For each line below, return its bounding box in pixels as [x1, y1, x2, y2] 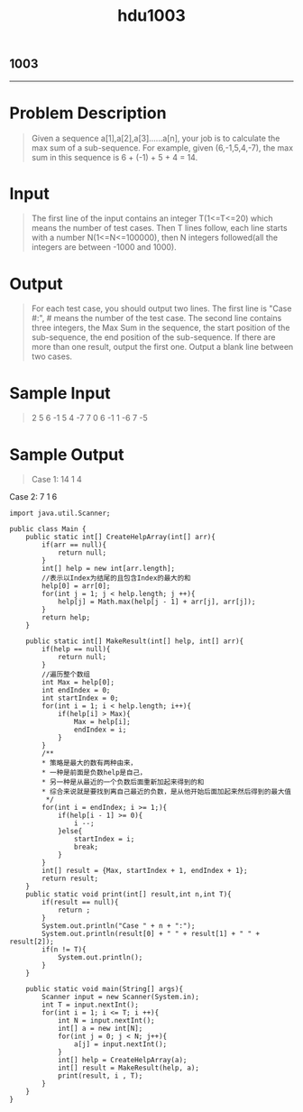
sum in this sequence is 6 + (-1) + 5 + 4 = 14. [31, 152, 198, 162]
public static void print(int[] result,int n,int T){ [25, 890, 232, 899]
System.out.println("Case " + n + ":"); [41, 922, 196, 931]
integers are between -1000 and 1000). [31, 242, 178, 253]
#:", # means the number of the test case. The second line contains [31, 313, 282, 324]
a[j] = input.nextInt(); [73, 1040, 168, 1049]
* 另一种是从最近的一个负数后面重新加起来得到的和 [41, 777, 205, 787]
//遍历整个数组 [41, 670, 90, 679]
